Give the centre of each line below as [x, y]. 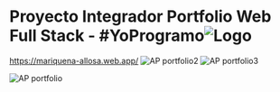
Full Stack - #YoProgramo [107, 36]
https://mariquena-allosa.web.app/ [74, 60]
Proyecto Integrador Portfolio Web [140, 17]
